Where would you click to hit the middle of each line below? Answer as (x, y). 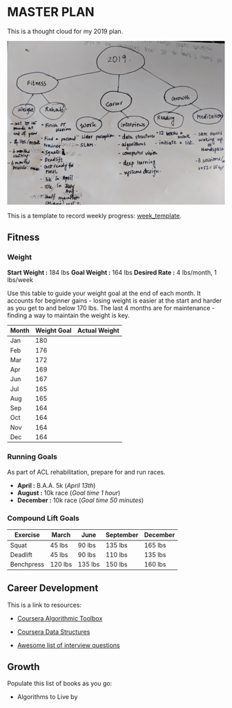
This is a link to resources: (44, 605)
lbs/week (20, 280)
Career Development (53, 588)
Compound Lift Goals (43, 518)
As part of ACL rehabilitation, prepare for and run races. (86, 472)
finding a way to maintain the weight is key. (68, 315)
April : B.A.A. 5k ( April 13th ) (56, 485)
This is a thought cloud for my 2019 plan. (65, 31)
